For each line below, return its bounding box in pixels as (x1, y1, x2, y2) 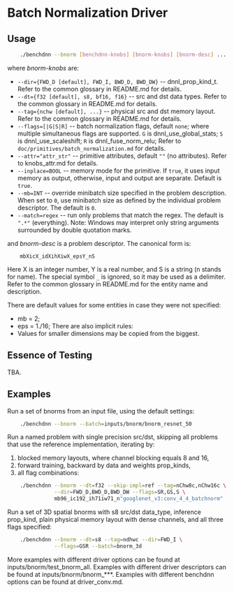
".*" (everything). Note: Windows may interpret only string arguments (17, 218, 219, 226)
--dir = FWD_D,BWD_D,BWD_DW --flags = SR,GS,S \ (54, 489, 187, 496)
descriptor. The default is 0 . (17, 203, 96, 212)
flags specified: (7, 522, 52, 531)
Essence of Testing (7, 349, 93, 361)
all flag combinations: (17, 469, 80, 477)
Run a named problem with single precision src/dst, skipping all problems (7, 433, 219, 441)
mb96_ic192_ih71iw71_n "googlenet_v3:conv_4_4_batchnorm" (54, 495, 224, 502)
